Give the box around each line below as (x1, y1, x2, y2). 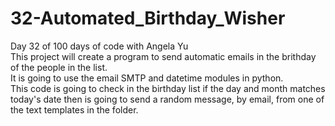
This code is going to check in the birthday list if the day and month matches (10, 82, 326, 94)
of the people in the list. (10, 61, 108, 73)
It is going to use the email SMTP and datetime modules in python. (10, 72, 284, 84)
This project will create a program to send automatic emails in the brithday (10, 50, 317, 62)
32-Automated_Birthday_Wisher (10, 7, 286, 30)
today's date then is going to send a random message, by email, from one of (10, 93, 325, 105)
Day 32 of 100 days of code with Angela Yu (10, 40, 189, 52)
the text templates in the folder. (10, 103, 139, 116)
